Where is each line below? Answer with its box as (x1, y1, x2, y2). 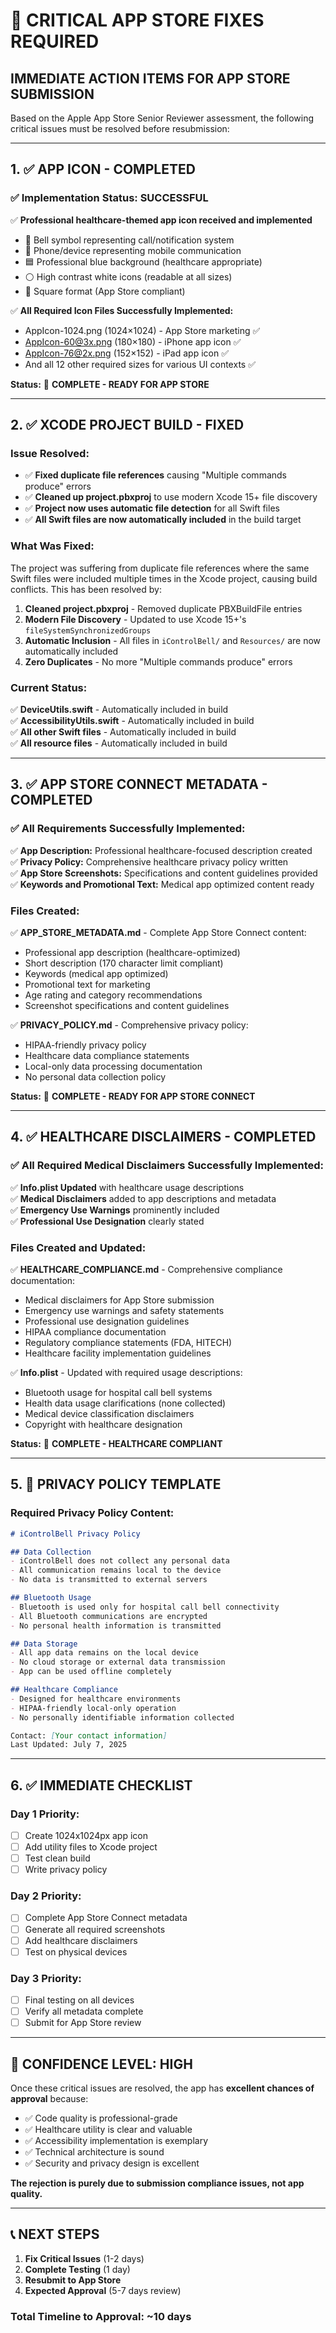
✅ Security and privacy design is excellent (24, 2157, 200, 2169)
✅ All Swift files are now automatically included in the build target (24, 514, 302, 526)
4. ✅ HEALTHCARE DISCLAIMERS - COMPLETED (10, 1129, 317, 1146)
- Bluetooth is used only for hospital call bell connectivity (10, 1602, 280, 1612)
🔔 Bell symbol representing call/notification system (24, 234, 235, 246)
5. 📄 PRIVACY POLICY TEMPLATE (10, 1476, 222, 1493)
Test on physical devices (24, 1945, 128, 1958)
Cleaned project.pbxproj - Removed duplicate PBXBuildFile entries (24, 602, 303, 614)
